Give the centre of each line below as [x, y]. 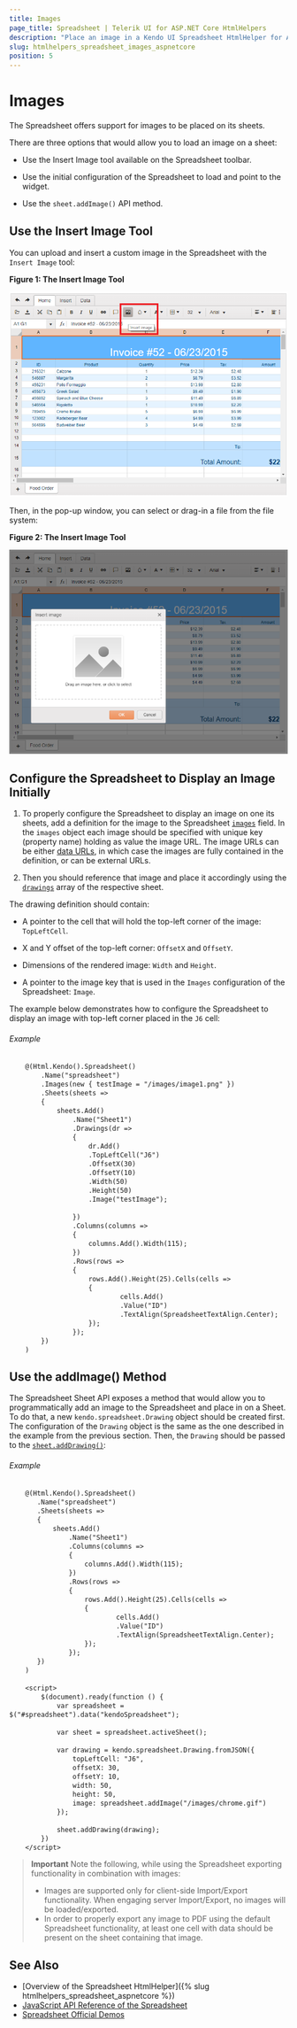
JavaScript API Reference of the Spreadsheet [105, 2005]
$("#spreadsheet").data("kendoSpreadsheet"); [94, 1715]
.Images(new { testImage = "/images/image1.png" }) [138, 1084]
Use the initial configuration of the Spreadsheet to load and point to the [151, 177]
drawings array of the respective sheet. [93, 887]
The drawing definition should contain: [80, 904]
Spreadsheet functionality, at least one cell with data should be [159, 1928]
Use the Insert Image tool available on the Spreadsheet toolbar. [137, 160]
